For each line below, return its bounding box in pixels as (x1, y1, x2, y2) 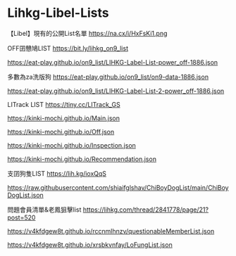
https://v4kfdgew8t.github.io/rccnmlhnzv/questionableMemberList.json (7, 226, 215, 235)
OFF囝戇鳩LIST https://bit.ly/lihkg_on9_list (7, 44, 129, 52)
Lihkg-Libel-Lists (7, 5, 109, 21)
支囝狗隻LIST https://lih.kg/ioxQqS (7, 169, 107, 177)
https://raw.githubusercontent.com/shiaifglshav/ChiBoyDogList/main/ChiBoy (7, 183, 229, 191)
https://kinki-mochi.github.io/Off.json (7, 127, 115, 136)
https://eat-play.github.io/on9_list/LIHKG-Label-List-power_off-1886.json (7, 58, 218, 66)
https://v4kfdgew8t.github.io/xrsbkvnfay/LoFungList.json (7, 241, 173, 249)
